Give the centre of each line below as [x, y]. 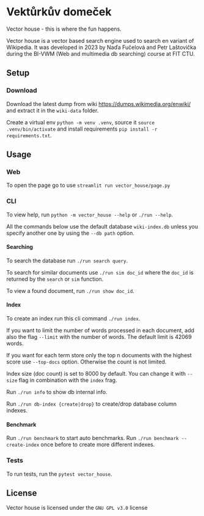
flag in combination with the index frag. [68, 380]
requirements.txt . [29, 135]
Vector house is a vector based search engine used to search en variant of [100, 40]
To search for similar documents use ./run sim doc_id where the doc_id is [100, 272]
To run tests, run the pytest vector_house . [59, 474]
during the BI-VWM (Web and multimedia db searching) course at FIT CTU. [101, 53]
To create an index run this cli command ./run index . [73, 319]
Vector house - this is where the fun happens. [64, 29]
